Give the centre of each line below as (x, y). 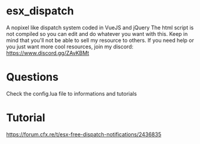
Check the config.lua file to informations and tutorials (72, 93)
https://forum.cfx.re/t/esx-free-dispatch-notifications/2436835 (84, 134)
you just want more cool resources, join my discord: (70, 47)
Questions (32, 77)
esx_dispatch (40, 11)
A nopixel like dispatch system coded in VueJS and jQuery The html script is (100, 27)
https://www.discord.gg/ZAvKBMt (48, 53)
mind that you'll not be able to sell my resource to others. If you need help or (100, 40)
